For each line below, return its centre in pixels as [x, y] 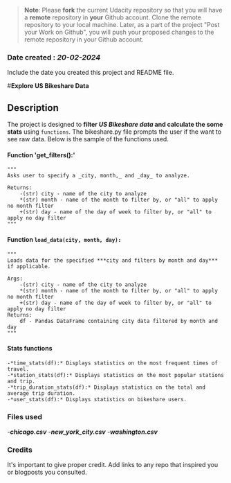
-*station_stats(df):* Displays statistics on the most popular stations [116, 375]
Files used [25, 416]
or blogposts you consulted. [47, 472]
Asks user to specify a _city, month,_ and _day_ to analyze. [99, 176]
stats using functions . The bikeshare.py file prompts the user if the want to [114, 132]
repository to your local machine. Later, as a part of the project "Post [122, 25]
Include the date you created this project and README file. [91, 73]
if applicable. [29, 266]
